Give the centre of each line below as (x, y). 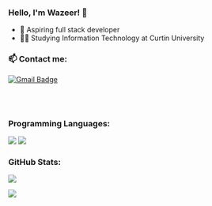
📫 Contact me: (38, 59)
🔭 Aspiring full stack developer (70, 30)
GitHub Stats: (35, 162)
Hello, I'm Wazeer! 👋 (48, 13)
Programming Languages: (59, 123)
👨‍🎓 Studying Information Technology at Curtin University (112, 38)
